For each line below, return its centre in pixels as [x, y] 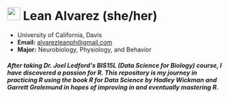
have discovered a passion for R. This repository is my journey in [102, 73]
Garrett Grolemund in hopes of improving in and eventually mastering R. [113, 87]
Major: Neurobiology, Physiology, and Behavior [84, 49]
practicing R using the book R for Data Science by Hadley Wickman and [112, 79]
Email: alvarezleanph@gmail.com [64, 42]
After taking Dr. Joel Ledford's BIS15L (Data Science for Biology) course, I [114, 65]
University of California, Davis [59, 35]
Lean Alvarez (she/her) [90, 16]
